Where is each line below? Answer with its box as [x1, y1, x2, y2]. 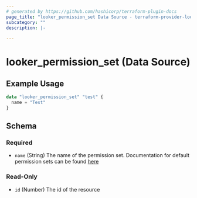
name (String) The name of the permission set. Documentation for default [14, 152, 189, 159]
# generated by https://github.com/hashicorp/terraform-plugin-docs [6, 8, 177, 15]
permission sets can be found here [14, 158, 99, 165]
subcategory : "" [6, 19, 46, 25]
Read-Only [6, 173, 38, 181]
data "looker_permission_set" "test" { [6, 94, 104, 100]
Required [6, 138, 33, 147]
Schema [6, 121, 37, 131]
